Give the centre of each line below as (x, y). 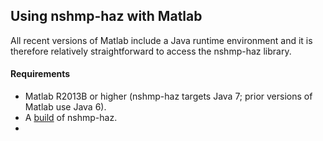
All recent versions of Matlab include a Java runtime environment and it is (161, 40)
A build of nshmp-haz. (71, 118)
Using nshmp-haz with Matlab (106, 16)
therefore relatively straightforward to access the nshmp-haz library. (151, 51)
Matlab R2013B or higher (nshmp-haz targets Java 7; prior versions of (168, 96)
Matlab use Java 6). (65, 107)
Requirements (40, 74)
